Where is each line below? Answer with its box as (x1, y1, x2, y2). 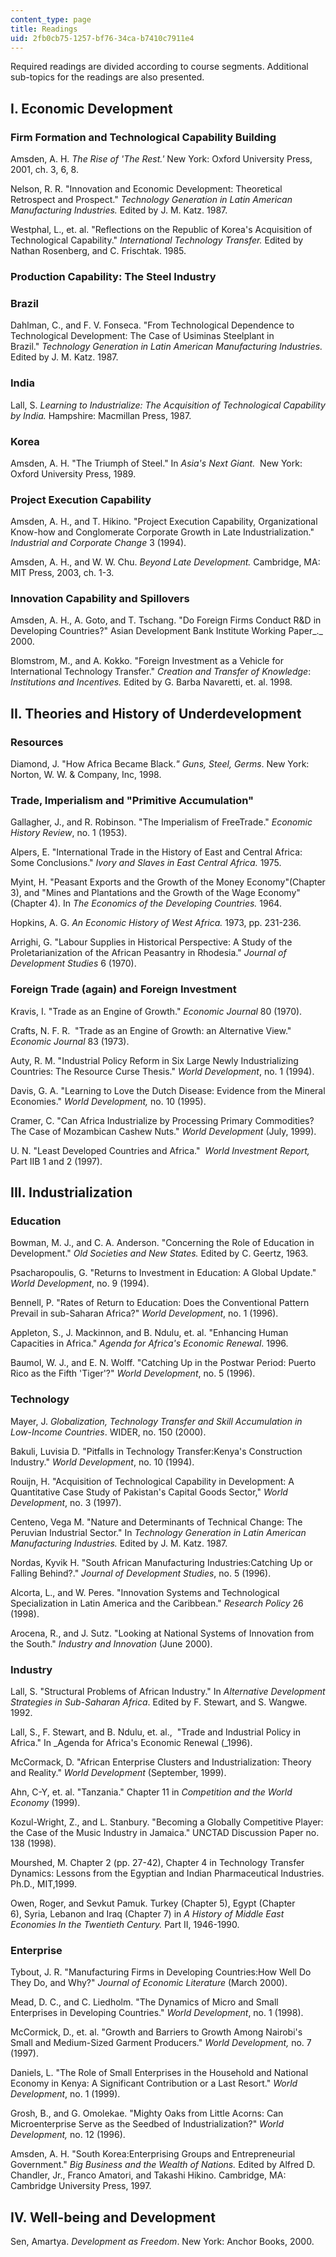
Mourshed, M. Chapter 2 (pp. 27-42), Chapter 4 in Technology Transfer (10, 1857, 305, 1869)
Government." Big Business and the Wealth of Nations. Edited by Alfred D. (10, 2159, 316, 2171)
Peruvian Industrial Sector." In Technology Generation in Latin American (10, 1526, 307, 1538)
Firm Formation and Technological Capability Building (10, 130, 277, 144)
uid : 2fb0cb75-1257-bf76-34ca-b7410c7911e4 (10, 33, 195, 43)
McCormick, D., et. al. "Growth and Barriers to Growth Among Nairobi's (10, 2026, 303, 2038)
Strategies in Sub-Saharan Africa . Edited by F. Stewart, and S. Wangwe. (10, 1696, 308, 1708)
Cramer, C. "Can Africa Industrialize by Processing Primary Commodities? (10, 1114, 315, 1126)
